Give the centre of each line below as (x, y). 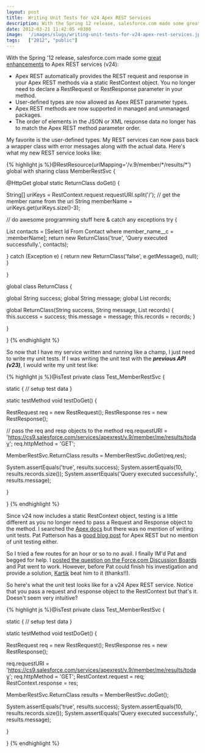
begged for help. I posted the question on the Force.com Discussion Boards (102, 560)
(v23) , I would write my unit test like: (52, 365)
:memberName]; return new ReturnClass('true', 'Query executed (87, 238)
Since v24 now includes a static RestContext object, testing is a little (92, 516)
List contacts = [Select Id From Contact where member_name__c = (90, 231)
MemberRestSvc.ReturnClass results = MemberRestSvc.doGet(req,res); (96, 455)
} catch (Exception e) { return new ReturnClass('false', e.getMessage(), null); (103, 256)
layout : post (23, 12)
